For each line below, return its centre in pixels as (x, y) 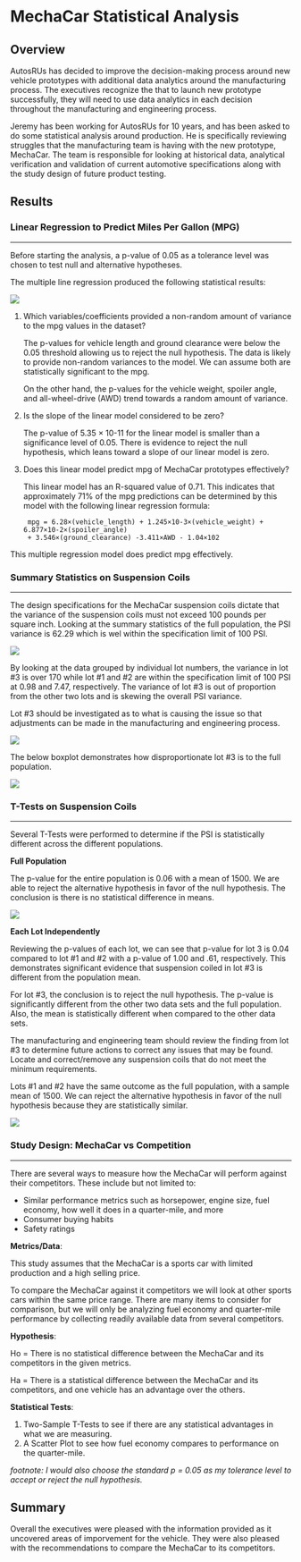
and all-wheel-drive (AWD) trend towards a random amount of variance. (155, 398)
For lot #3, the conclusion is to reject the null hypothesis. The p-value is (142, 995)
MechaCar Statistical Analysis (125, 17)
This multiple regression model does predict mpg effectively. (121, 554)
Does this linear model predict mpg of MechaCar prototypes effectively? (156, 469)
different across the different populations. (87, 844)
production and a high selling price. (75, 1272)
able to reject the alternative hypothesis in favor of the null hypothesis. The (148, 888)
